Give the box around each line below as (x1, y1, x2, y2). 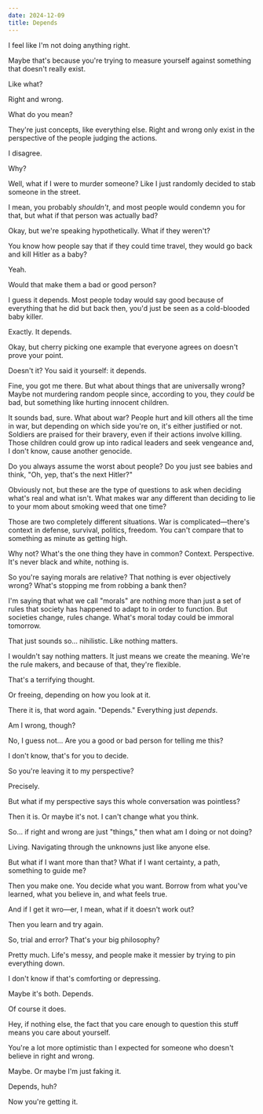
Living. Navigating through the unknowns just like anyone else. (8, 842, 210, 852)
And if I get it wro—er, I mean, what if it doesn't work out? (8, 904, 195, 914)
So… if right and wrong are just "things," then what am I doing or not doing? (8, 827, 253, 836)
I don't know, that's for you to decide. (8, 751, 130, 760)
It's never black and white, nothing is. (8, 557, 130, 566)
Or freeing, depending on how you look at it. (8, 690, 151, 699)
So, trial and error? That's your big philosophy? (8, 935, 160, 944)
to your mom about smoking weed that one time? (8, 502, 167, 511)
